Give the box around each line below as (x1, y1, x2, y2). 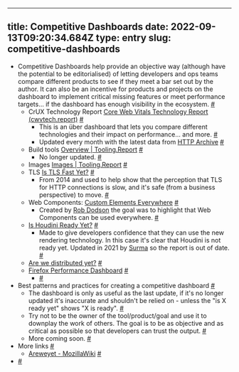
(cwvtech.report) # (28, 115, 84, 123)
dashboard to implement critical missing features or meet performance (17, 92, 225, 100)
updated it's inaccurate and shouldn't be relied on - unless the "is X (28, 296, 226, 304)
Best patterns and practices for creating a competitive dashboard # (17, 281, 216, 289)
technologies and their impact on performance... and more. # (38, 129, 218, 139)
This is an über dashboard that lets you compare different (38, 122, 208, 131)
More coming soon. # (28, 334, 91, 342)
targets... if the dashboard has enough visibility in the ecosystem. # (17, 100, 216, 108)
